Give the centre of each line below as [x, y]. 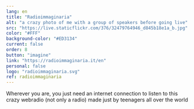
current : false [25, 45]
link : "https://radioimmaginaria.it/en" [56, 60]
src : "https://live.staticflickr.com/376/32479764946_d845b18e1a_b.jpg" [97, 28]
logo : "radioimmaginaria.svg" [43, 71]
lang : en [17, 11]
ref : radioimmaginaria [34, 77]
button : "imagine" [29, 55]
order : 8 [17, 50]
